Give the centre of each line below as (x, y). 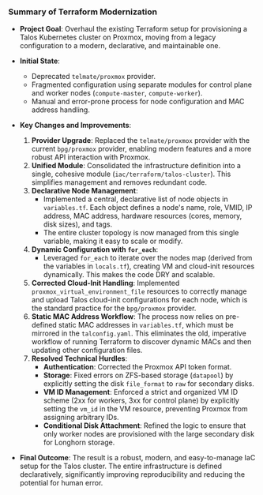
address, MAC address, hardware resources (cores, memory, (143, 216)
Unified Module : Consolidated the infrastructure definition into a (136, 166)
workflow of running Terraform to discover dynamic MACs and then (141, 342)
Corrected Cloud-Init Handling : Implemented (105, 283)
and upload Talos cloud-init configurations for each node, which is (139, 300)
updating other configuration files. (87, 351)
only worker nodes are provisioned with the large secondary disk (149, 434)
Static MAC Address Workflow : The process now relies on (127, 317)
